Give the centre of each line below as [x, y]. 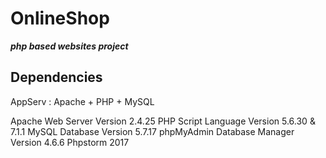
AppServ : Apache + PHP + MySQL [82, 101]
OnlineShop [60, 18]
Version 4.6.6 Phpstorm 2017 [70, 142]
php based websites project [69, 46]
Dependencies [56, 77]
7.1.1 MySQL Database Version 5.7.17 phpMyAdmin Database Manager [152, 131]
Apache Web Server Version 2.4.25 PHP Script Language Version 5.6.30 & [163, 121]
